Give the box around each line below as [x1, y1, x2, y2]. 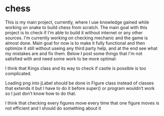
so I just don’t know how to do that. [5, 90, 76, 96]
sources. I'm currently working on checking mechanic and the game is [5, 35, 148, 41]
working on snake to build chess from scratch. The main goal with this [5, 24, 148, 30]
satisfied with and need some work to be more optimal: [5, 56, 117, 61]
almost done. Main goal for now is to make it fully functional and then [5, 40, 145, 46]
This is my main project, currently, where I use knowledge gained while [5, 19, 149, 25]
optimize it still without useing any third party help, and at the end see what [5, 45, 158, 51]
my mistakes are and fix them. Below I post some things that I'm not [5, 50, 143, 57]
